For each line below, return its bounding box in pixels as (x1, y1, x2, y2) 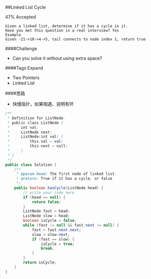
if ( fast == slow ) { (31, 236, 75, 242)
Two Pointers (12, 75, 40, 81)
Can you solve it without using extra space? (12, 55, 102, 61)
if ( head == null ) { (23, 195, 66, 200)
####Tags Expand (5, 65, 43, 71)
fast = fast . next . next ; (31, 227, 81, 232)
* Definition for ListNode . (7, 115, 66, 121)
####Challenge (5, 46, 37, 52)
